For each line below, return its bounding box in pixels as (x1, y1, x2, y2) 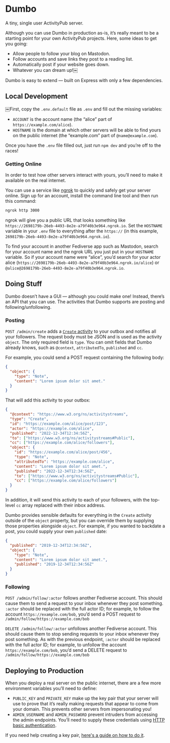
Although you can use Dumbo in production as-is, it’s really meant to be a (5, 30, 159, 36)
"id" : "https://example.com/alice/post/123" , (10, 421, 108, 426)
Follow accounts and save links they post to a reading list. (12, 56, 133, 62)
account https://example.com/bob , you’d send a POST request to (5, 611, 141, 617)
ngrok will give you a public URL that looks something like (5, 217, 126, 223)
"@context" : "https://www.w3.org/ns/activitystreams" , (10, 412, 128, 417)
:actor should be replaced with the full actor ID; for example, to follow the (5, 606, 160, 612)
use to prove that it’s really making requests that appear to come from (12, 701, 159, 707)
